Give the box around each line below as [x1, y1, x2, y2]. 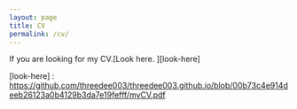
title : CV [9, 21, 46, 30]
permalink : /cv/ [9, 29, 69, 38]
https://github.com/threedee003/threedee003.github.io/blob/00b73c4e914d [9, 81, 288, 91]
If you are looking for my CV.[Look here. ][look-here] [9, 54, 201, 65]
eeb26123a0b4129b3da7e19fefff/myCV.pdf [9, 90, 166, 100]
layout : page [9, 12, 58, 22]
